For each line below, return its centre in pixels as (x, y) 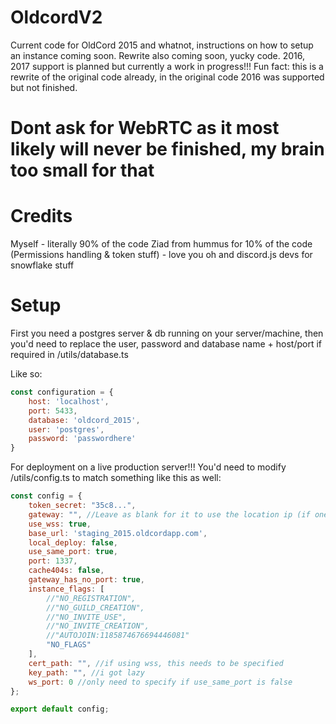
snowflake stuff (42, 265)
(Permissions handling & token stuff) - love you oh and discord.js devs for (161, 255)
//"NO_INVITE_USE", (87, 617)
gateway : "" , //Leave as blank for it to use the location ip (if (169, 514)
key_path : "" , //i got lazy (86, 672)
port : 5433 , (53, 411)
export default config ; (60, 709)
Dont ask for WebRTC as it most (145, 128)
